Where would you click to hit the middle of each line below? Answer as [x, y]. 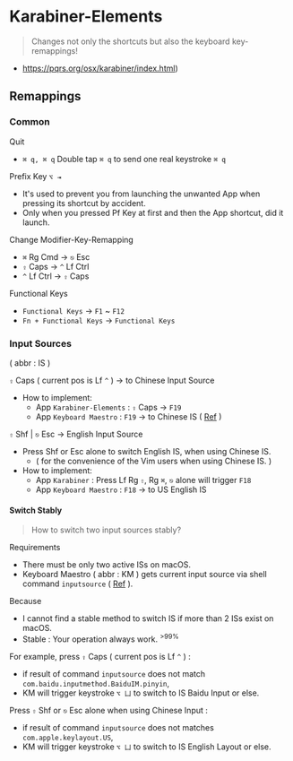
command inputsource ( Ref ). [78, 584]
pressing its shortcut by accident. [84, 203]
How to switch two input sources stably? [106, 530]
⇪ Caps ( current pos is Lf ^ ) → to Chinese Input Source [112, 380]
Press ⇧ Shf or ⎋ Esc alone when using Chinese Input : [109, 710]
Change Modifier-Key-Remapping [72, 239]
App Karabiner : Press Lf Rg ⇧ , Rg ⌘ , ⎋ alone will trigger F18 [143, 480]
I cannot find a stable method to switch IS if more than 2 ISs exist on [148, 618]
